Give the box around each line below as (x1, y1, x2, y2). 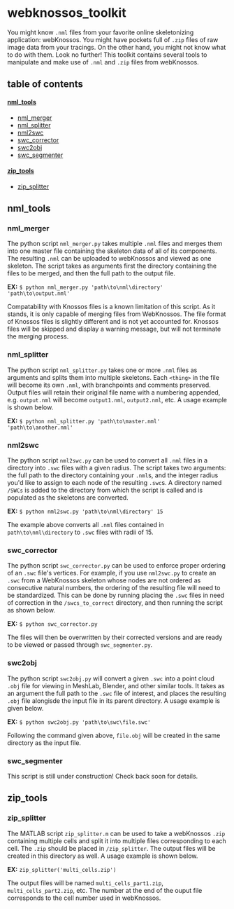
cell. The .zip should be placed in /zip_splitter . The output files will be (7, 844, 216, 852)
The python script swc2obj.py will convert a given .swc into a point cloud (7, 674, 215, 683)
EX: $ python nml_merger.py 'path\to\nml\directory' (7, 282, 163, 292)
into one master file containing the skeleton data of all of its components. (7, 247, 217, 255)
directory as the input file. (7, 738, 82, 747)
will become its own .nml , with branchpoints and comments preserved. (7, 381, 211, 389)
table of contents (7, 78, 84, 90)
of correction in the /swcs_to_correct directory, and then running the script (7, 599, 224, 607)
